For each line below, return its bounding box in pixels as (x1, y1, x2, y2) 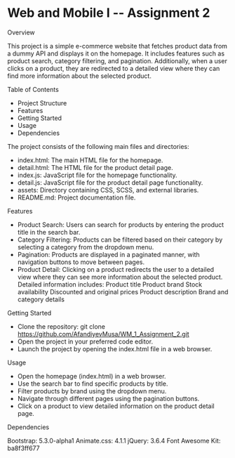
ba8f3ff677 (7, 444, 40, 452)
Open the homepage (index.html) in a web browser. (17, 372, 166, 380)
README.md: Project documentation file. (17, 193, 136, 202)
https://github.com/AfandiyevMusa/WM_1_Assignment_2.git (17, 329, 189, 338)
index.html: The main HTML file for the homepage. (17, 156, 163, 164)
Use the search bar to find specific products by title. (17, 379, 168, 388)
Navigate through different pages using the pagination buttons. (17, 394, 200, 403)
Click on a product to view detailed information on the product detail (17, 402, 215, 410)
